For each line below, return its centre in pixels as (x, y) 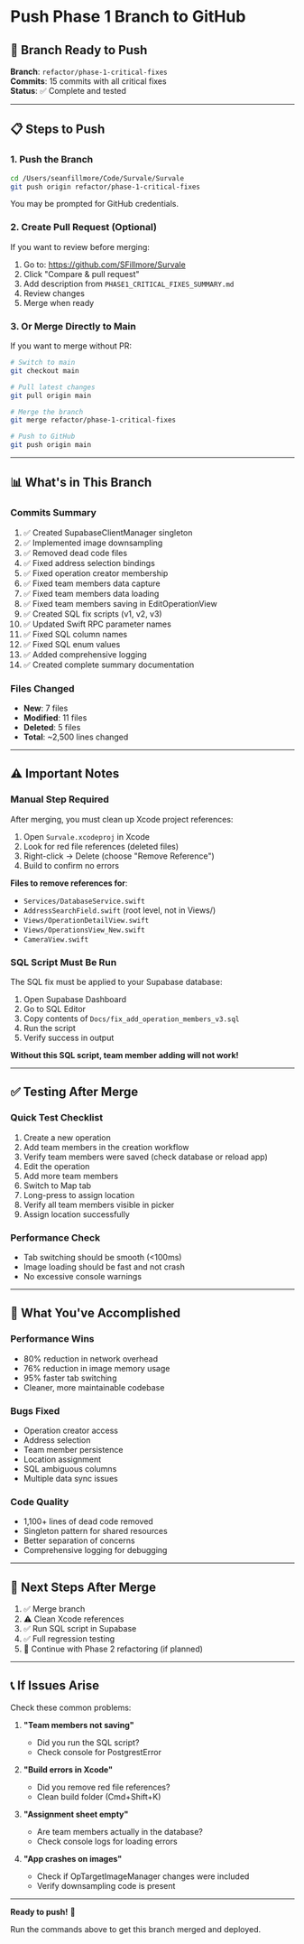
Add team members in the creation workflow (106, 1147)
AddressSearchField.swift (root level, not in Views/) (120, 910)
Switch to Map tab (57, 1186)
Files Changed (42, 688)
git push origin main (51, 445)
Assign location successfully (76, 1214)
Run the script (49, 1028)
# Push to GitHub (43, 437)
